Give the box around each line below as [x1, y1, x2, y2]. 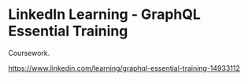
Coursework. [8, 48, 50, 57]
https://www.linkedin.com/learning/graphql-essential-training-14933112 [8, 63, 240, 72]
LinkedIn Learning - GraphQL [8, 6, 201, 24]
